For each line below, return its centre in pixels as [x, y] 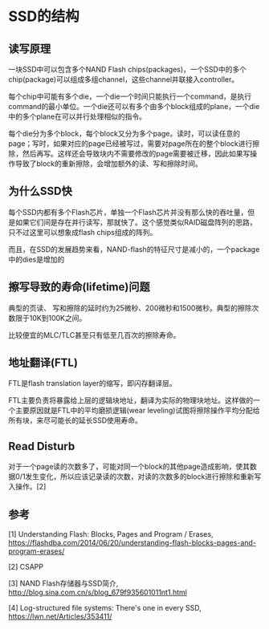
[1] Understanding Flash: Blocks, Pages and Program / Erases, [111, 534]
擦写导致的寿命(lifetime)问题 [79, 287]
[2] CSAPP [26, 567]
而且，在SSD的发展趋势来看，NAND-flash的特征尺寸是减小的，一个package [134, 249]
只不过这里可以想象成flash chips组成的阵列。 [83, 232]
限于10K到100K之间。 [51, 318]
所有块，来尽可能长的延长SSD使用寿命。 [75, 420]
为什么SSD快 [40, 191]
